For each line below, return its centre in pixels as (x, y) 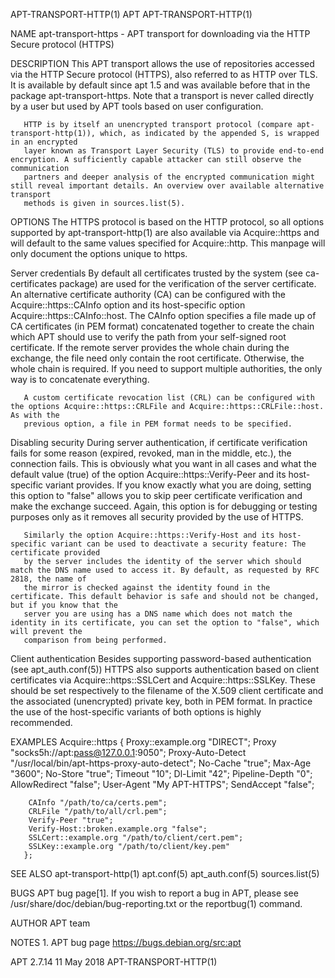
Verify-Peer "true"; (71, 820)
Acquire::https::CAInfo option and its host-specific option (128, 305)
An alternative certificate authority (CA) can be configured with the (148, 294)
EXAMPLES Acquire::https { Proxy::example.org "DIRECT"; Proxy (143, 742)
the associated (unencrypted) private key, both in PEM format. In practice (161, 701)
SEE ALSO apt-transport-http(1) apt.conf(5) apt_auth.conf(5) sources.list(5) (165, 873)
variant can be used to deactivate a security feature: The (178, 544)
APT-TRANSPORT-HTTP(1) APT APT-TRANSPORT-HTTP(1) (131, 14)
